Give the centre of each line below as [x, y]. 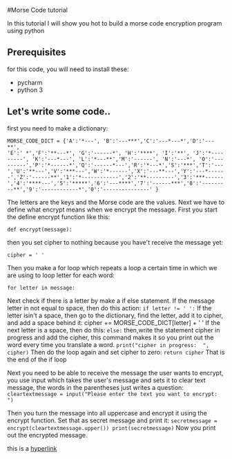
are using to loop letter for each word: [61, 275]
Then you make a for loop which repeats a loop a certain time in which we [112, 268]
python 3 [30, 90]
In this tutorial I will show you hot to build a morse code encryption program [115, 23]
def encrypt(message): [40, 230]
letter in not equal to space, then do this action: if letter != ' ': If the [109, 308]
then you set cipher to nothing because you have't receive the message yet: [115, 242]
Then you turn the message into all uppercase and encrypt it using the [107, 413]
